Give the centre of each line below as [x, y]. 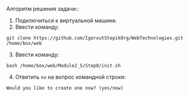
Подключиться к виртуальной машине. [66, 20]
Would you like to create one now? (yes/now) [65, 88]
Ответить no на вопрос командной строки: [70, 77]
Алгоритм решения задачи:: [43, 9]
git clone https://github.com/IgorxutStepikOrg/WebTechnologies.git [95, 38]
